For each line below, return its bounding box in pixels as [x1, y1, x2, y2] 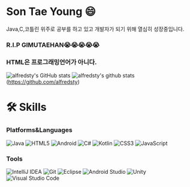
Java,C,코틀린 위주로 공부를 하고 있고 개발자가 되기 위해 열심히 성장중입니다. [6, 25, 185, 32]
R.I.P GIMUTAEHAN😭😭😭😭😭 [6, 41, 100, 49]
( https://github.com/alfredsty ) [6, 79, 80, 86]
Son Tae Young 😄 [6, 5, 96, 19]
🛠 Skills [6, 101, 47, 114]
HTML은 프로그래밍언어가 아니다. [6, 58, 97, 66]
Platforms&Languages [6, 126, 73, 134]
